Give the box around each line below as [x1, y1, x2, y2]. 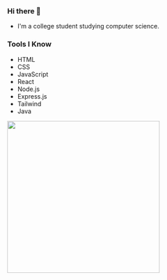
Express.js [17, 92, 47, 100]
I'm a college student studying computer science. [17, 22, 160, 31]
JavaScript [17, 69, 49, 79]
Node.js [17, 85, 40, 93]
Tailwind [17, 99, 42, 108]
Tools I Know [7, 40, 52, 49]
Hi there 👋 [7, 6, 42, 16]
